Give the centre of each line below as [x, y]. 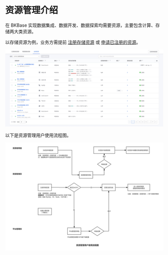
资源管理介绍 [32, 10]
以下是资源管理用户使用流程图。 [38, 135]
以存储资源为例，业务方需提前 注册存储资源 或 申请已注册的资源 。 [73, 42]
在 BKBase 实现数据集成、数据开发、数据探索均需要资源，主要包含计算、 [80, 25]
